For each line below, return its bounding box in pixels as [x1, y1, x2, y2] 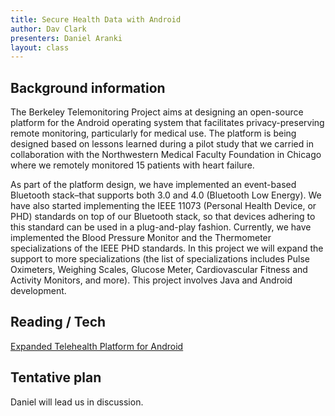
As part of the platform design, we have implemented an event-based [10, 179, 297, 191]
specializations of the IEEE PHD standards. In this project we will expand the [10, 242, 324, 255]
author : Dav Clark [10, 24, 87, 34]
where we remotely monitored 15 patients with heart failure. [10, 159, 255, 171]
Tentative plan [10, 369, 102, 386]
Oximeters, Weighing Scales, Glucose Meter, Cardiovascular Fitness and [10, 264, 308, 276]
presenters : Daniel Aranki [10, 33, 123, 43]
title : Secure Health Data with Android [10, 14, 182, 25]
